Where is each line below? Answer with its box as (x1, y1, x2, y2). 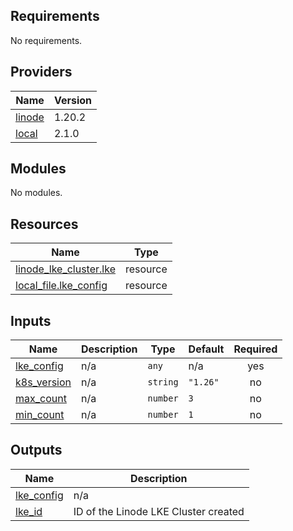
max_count (15, 392, 67, 406)
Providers (10, 64, 73, 81)
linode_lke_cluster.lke (15, 262, 116, 276)
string (147, 377, 179, 388)
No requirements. (10, 34, 83, 46)
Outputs (10, 442, 63, 459)
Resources (10, 215, 79, 233)
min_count (15, 408, 65, 422)
